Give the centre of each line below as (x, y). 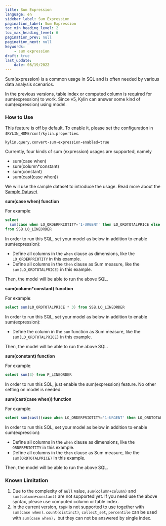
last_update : (19, 60)
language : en (19, 14)
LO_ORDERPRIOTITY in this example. (47, 259)
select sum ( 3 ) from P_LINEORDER (38, 374)
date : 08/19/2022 (32, 65)
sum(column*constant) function (39, 289)
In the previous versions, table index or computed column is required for (79, 94)
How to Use (19, 117)
